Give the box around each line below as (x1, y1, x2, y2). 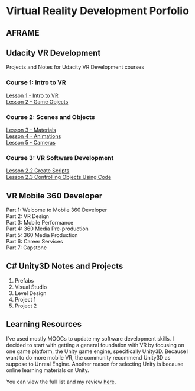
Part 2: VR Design (6, 213, 49, 220)
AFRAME (6, 28, 40, 38)
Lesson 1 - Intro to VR (6, 92, 58, 99)
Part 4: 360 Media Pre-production (6, 225, 89, 232)
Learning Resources (6, 319, 82, 329)
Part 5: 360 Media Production (6, 232, 78, 239)
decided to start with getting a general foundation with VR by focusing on (6, 341, 184, 348)
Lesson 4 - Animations (6, 132, 61, 140)
